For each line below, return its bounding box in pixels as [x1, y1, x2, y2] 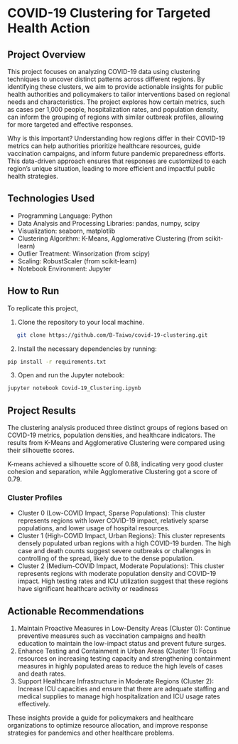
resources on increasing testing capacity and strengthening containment [17, 654, 231, 663]
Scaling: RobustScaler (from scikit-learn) [17, 256, 137, 265]
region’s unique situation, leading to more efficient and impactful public [7, 164, 215, 172]
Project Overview [7, 48, 86, 61]
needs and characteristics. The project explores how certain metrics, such [7, 98, 225, 106]
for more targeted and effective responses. [7, 120, 134, 129]
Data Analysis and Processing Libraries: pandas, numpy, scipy [17, 219, 200, 227]
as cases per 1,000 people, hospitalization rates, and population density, [7, 105, 219, 113]
